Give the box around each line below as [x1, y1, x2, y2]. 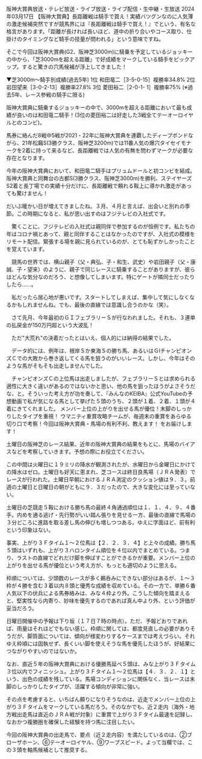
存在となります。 [6, 154, 48, 161]
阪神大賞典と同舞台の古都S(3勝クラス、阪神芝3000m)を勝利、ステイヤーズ [6, 175, 192, 182]
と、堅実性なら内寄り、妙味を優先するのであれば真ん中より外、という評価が [6, 597, 195, 604]
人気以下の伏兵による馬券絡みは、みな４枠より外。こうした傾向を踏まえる [6, 590, 191, 596]
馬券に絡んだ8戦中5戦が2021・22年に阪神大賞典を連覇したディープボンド [6, 132, 188, 139]
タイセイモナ [159, 139, 192, 146]
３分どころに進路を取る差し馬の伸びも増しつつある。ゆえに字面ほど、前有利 [6, 519, 195, 526]
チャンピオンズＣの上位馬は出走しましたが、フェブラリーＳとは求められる [11, 375, 196, 382]
